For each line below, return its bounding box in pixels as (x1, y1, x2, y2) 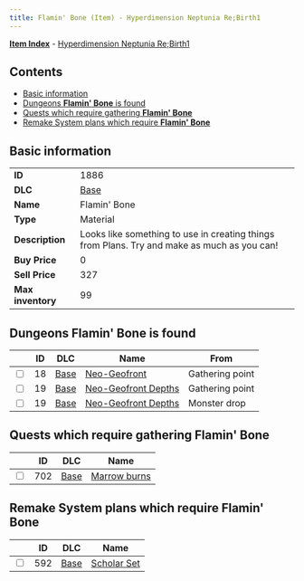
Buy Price (14, 254, 57, 267)
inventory (14, 295, 57, 308)
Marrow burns (90, 470, 151, 482)
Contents (9, 64, 63, 80)
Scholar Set (90, 557, 140, 569)
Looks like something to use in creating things (80, 228, 275, 241)
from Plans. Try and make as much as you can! (80, 239, 279, 252)
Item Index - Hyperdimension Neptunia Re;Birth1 (9, 38, 190, 49)
